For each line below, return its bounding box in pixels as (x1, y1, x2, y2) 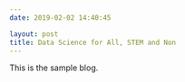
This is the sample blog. (9, 62, 99, 73)
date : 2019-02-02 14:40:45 (9, 13, 112, 23)
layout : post (9, 29, 59, 39)
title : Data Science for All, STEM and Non (9, 38, 177, 47)
